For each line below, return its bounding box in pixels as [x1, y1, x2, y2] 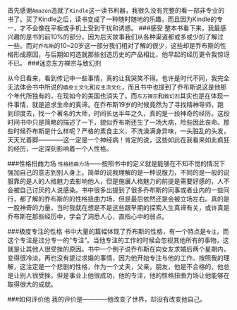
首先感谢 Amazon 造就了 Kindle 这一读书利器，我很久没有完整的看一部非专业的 [7, 6, 224, 14]
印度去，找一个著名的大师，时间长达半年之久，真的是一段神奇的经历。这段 [13, 109, 230, 118]
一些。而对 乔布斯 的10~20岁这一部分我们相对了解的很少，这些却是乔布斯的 [7, 42, 221, 49]
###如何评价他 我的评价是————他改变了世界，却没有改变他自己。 [7, 295, 207, 303]
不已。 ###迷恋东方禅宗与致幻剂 [7, 59, 102, 67]
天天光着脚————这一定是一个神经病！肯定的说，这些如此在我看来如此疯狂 [7, 136, 230, 144]
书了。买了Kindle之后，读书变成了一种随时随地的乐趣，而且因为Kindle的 [7, 15, 217, 23]
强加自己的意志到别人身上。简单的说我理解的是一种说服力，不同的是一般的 [7, 168, 224, 176]
